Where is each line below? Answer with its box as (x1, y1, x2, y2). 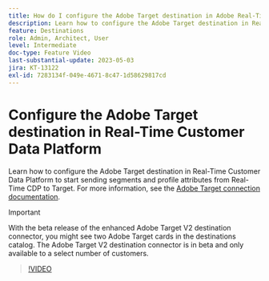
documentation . (8, 191, 61, 201)
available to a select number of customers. (8, 248, 150, 258)
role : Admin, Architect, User (8, 34, 110, 42)
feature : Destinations (8, 26, 84, 34)
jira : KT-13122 (8, 64, 59, 72)
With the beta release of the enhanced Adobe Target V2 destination (8, 223, 231, 232)
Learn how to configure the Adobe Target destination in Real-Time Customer (8, 166, 261, 176)
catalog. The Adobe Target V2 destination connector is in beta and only (8, 239, 244, 249)
